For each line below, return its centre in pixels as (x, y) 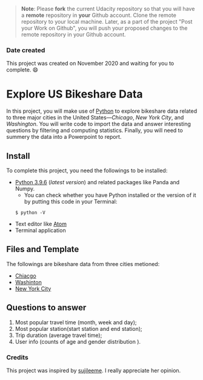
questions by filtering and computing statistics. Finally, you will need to (95, 130)
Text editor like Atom (41, 224)
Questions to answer (46, 308)
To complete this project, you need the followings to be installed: (87, 171)
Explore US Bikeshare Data (75, 94)
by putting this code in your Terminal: (71, 202)
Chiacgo (25, 276)
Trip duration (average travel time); (58, 335)
